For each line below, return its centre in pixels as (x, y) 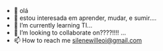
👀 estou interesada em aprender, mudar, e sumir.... (85, 18)
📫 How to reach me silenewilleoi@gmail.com (78, 40)
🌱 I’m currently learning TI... (53, 25)
